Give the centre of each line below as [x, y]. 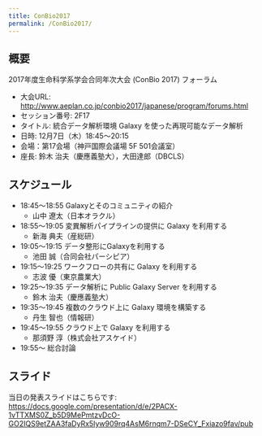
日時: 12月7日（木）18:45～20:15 [75, 136]
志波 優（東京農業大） [69, 277]
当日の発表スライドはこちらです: [63, 397]
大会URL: [35, 97]
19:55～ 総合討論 [48, 348]
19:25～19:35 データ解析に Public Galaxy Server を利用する [118, 287]
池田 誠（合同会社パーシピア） [83, 256]
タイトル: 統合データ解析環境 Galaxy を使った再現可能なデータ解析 [131, 126]
